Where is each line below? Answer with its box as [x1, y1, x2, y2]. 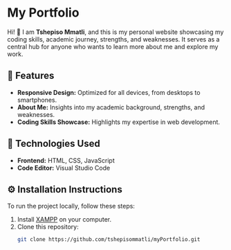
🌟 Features [7, 70, 55, 82]
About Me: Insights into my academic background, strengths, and [17, 102, 205, 111]
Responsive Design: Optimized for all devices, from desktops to [17, 88, 201, 96]
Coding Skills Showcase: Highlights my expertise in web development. [17, 118, 220, 126]
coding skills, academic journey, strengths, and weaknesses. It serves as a [7, 35, 220, 43]
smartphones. [17, 96, 57, 104]
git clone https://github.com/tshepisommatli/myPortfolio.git [17, 236, 201, 243]
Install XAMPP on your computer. [17, 215, 112, 224]
